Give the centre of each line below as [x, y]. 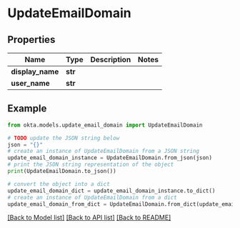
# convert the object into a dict [59, 184]
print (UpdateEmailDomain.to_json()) [62, 172]
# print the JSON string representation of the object [91, 165]
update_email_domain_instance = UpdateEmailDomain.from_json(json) [110, 158]
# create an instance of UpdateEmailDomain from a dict [92, 197]
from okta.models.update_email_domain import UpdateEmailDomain [105, 125]
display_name [35, 71]
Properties [31, 40]
